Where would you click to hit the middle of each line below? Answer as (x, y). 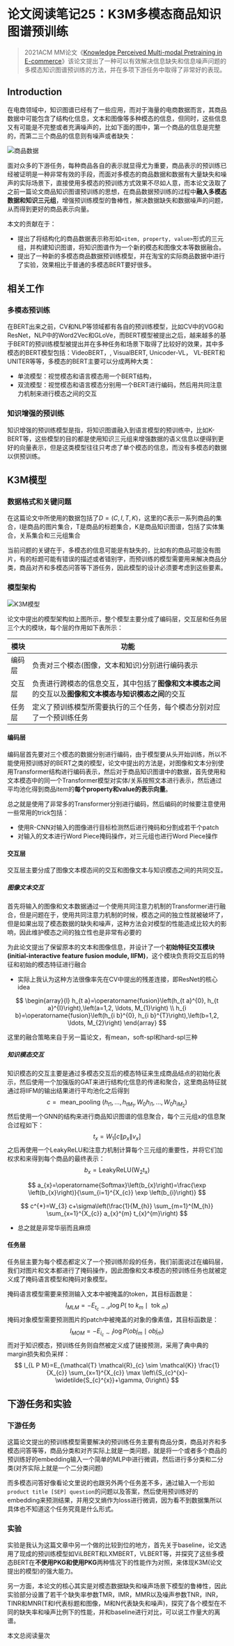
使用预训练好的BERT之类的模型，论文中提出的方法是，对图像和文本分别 (115, 762)
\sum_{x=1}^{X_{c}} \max (104, 1373)
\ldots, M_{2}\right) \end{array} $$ (117, 1023)
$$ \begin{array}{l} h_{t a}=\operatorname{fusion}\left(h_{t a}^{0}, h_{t (117, 1001)
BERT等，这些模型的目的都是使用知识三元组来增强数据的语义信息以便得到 (112, 439)
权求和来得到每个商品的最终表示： (56, 1158)
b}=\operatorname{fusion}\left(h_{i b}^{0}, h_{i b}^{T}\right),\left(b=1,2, (117, 1016)
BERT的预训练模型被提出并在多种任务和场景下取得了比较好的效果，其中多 (118, 344)
